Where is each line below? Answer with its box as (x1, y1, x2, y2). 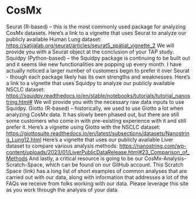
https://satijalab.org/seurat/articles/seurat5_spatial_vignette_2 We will (6, 42, 175, 49)
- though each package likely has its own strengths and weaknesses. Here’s (6, 73, 190, 80)
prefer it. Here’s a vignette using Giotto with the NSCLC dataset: (6, 123, 161, 131)
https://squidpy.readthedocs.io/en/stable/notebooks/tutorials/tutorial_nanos (6, 92, 190, 99)
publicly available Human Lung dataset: (6, 35, 102, 43)
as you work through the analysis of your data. (6, 186, 119, 193)
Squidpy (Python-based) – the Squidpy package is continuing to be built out (6, 54, 190, 61)
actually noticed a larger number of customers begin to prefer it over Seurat (6, 67, 190, 74)
